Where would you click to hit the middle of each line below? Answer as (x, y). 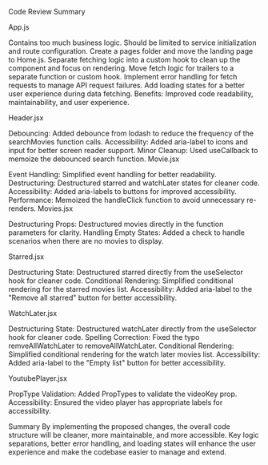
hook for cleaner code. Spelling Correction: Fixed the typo (104, 337)
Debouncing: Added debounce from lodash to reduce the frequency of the (131, 133)
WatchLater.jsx (33, 313)
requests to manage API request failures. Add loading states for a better (127, 85)
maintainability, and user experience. (69, 102)
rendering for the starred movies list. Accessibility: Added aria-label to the (130, 289)
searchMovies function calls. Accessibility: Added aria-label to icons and (128, 142)
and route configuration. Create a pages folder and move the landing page (131, 51)
